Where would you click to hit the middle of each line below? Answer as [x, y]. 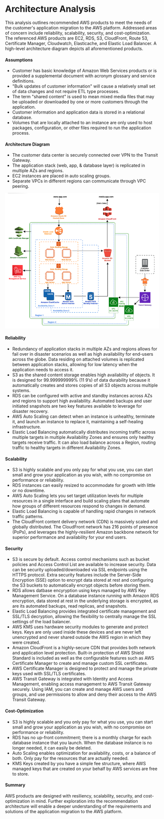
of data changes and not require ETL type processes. [66, 91]
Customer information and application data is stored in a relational [78, 112]
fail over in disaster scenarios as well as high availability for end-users [83, 354]
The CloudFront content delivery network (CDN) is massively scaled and [85, 522]
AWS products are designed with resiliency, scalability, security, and [74, 796]
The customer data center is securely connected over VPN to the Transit [85, 155]
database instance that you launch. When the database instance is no [82, 743]
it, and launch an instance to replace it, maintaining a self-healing [78, 422]
